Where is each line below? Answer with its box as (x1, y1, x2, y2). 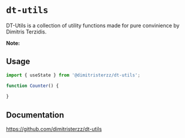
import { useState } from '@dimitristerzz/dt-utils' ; (6, 72, 141, 78)
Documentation (6, 110, 65, 120)
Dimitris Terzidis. (6, 28, 47, 35)
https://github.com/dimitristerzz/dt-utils (6, 126, 102, 133)
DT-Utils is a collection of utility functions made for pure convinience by (6, 22, 180, 29)
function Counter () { (6, 83, 59, 89)
